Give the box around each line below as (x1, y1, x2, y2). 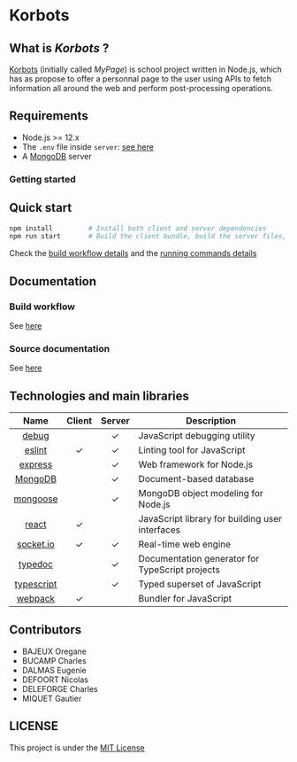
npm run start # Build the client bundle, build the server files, (9, 232, 287, 241)
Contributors (9, 622, 82, 638)
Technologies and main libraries (9, 388, 190, 403)
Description (185, 415, 237, 427)
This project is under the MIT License (9, 742, 145, 753)
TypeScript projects (138, 564, 221, 576)
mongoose (13, 493, 58, 505)
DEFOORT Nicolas (21, 674, 88, 685)
